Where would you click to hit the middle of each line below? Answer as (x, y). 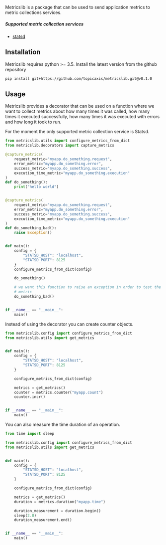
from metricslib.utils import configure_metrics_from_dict (68, 141)
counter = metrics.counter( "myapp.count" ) (59, 392)
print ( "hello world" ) (36, 187)
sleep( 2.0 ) (25, 516)
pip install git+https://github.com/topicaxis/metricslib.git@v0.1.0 (79, 79)
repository (16, 69)
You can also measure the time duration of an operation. (63, 425)
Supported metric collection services (44, 24)
